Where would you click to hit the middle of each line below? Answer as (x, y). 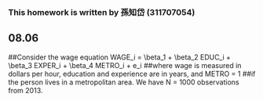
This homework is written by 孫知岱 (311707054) (102, 12)
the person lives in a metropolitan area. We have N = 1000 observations (124, 82)
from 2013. (26, 90)
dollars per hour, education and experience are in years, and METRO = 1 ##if (132, 74)
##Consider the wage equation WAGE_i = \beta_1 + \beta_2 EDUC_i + (120, 57)
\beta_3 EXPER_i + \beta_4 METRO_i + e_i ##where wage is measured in (125, 65)
